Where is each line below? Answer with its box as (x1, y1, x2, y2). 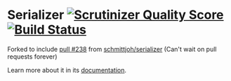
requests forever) (7, 52, 58, 61)
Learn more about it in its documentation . (7, 66, 127, 74)
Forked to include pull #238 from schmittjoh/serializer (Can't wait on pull (7, 45, 217, 53)
